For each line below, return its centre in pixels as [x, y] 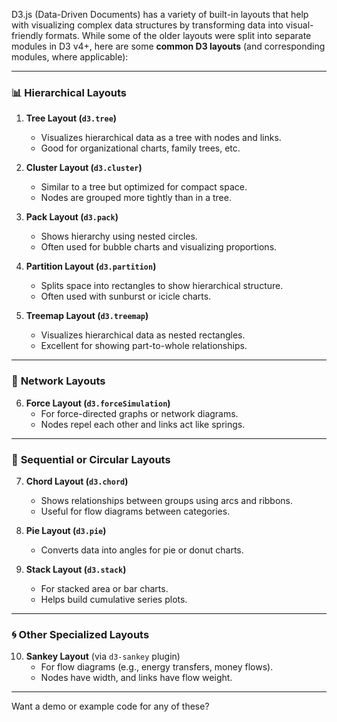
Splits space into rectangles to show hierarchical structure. [162, 286]
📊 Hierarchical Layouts [69, 92]
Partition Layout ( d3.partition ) [91, 266]
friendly [27, 35]
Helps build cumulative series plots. [114, 599]
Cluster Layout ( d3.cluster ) [84, 168]
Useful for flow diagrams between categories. [135, 511]
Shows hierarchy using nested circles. [119, 236]
